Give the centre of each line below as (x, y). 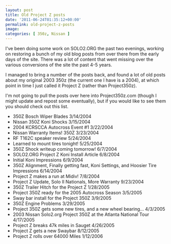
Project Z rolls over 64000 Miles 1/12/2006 (58, 236)
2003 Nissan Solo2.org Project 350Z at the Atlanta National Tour (81, 214)
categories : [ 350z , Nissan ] (38, 34)
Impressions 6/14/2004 (37, 171)
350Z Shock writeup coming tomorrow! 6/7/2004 (65, 149)
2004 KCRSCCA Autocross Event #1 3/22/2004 (63, 127)
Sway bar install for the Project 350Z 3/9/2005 (62, 198)
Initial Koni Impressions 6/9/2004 (48, 160)
